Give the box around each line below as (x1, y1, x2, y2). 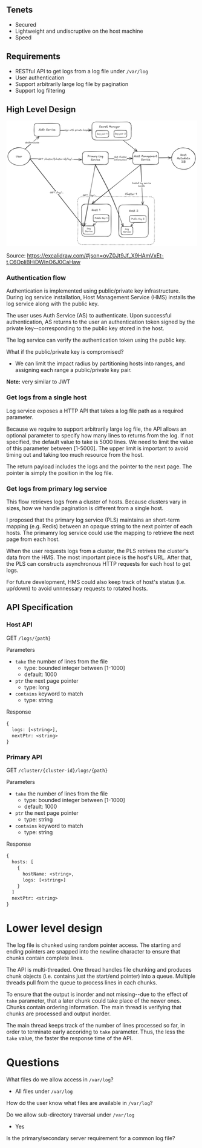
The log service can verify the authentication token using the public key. (6, 336, 186, 344)
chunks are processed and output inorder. (6, 1010, 111, 1017)
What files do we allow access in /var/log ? (6, 1075, 114, 1083)
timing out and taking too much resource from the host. (6, 451, 144, 458)
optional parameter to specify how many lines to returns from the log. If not (6, 431, 194, 439)
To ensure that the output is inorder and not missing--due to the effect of (6, 990, 188, 998)
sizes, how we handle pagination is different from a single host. (6, 505, 164, 512)
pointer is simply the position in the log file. (6, 469, 114, 476)
